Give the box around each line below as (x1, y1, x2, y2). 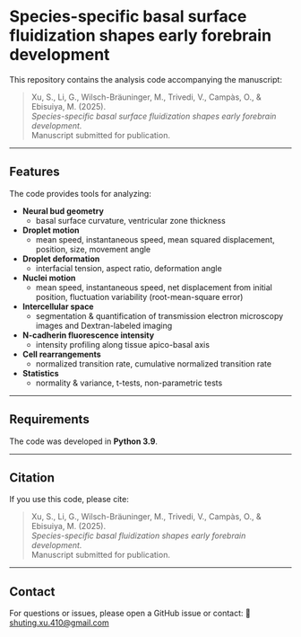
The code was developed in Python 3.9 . (9, 436, 159, 447)
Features (9, 164, 60, 180)
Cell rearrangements (21, 349, 101, 359)
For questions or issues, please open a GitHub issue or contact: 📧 (9, 608, 251, 619)
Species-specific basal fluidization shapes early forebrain (30, 530, 246, 541)
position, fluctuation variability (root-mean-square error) (35, 291, 244, 302)
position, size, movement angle (35, 243, 151, 254)
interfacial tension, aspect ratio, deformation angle (35, 262, 222, 273)
